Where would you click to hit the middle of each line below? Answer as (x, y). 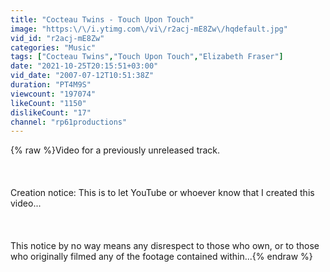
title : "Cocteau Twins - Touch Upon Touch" (102, 19)
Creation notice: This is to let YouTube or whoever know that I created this (162, 193)
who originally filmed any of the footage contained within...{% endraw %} (161, 257)
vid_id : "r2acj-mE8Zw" (57, 38)
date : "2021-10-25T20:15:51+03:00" (84, 66)
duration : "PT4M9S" (51, 85)
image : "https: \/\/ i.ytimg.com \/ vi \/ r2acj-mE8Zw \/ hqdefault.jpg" (149, 29)
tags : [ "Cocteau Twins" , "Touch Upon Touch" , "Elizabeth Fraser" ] (147, 57)
